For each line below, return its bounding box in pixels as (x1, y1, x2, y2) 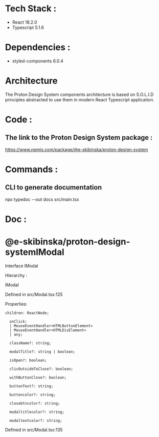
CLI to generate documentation (5, 183, 102, 192)
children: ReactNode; (5, 311, 49, 315)
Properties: (5, 301, 28, 307)
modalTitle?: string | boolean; (9, 349, 76, 354)
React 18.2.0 (12, 19, 38, 25)
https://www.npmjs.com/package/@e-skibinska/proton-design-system (5, 146, 148, 153)
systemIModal (5, 247, 65, 258)
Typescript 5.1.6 (12, 24, 44, 30)
